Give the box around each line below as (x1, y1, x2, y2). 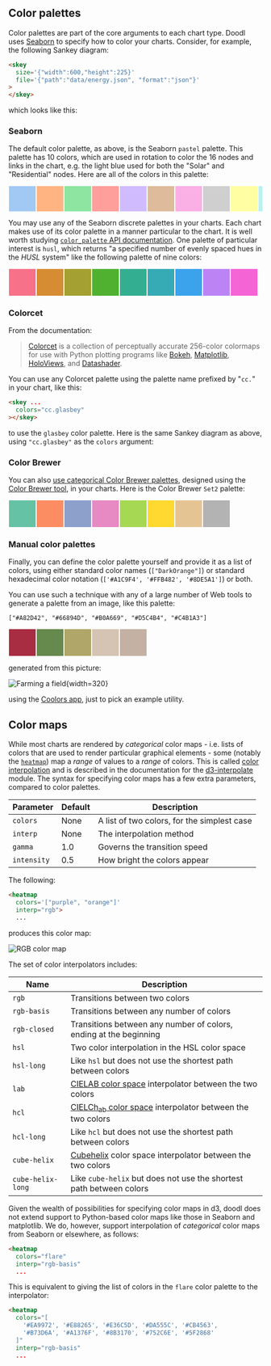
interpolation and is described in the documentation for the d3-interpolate (8, 765, 254, 775)
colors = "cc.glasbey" (15, 406, 85, 415)
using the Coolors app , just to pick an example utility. (8, 694, 185, 704)
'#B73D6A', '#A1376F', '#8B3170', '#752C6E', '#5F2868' (23, 1329, 215, 1337)
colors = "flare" (15, 1252, 67, 1260)
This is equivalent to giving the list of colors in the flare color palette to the (8, 1282, 258, 1292)
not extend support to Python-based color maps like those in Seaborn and (8, 1212, 256, 1221)
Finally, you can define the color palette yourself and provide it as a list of (8, 557, 252, 567)
